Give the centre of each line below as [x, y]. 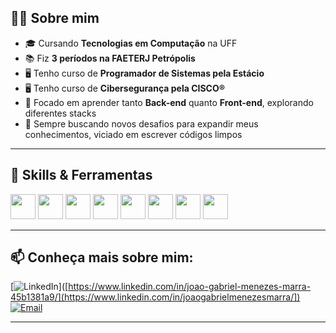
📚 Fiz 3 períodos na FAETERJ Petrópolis [110, 58]
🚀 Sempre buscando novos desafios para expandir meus [141, 123]
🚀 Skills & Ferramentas [81, 175]
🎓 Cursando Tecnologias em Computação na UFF [131, 43]
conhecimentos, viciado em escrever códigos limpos [133, 134]
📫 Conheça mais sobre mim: [102, 257]
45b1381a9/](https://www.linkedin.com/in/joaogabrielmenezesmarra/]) [155, 297]
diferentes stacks [60, 113]
